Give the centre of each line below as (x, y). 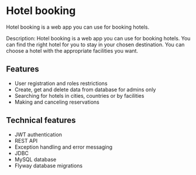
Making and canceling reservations (57, 102)
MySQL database (35, 159)
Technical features (41, 120)
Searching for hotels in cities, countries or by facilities (79, 95)
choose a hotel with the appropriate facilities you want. (72, 50)
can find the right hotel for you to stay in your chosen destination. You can (95, 44)
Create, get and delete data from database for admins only (85, 90)
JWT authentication (38, 134)
